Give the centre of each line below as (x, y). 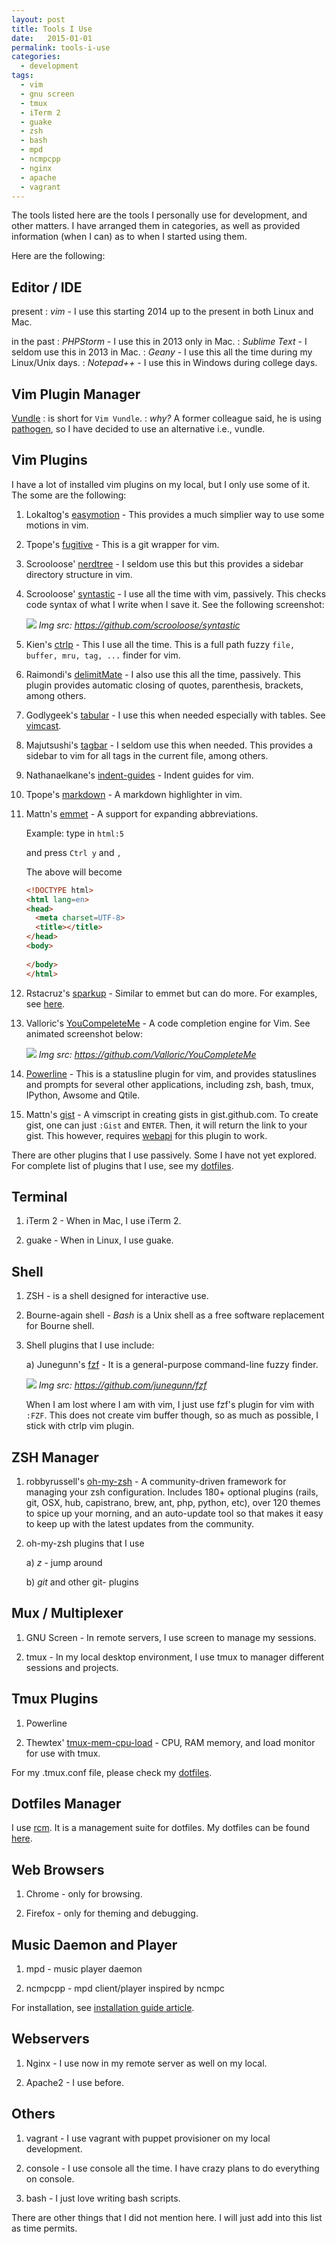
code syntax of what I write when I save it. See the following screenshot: (175, 604)
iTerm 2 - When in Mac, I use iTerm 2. (103, 1221)
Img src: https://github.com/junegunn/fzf (123, 1385)
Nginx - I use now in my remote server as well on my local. (146, 2063)
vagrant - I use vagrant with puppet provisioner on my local (148, 2138)
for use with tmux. (63, 1753)
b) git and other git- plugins (82, 1582)
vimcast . (43, 725)
